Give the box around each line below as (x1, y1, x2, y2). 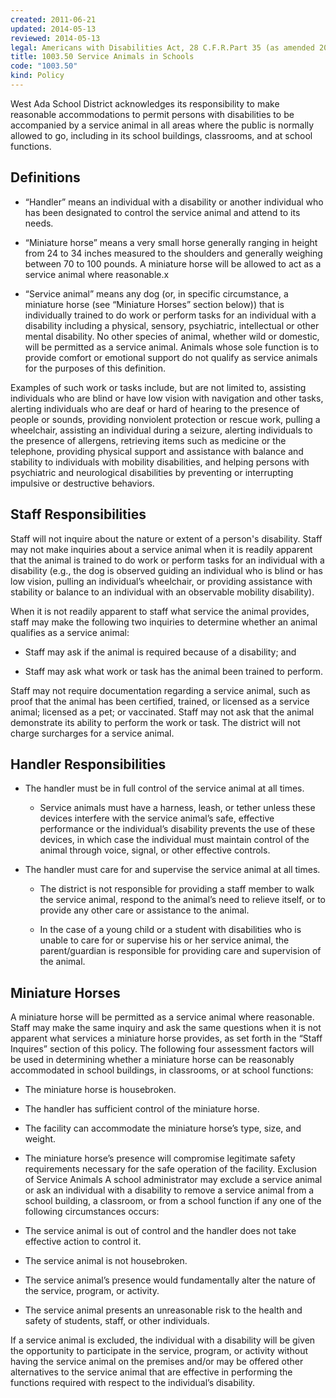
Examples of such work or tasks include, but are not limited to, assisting (10, 381, 307, 393)
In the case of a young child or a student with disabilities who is (39, 924, 302, 936)
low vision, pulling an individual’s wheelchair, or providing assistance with (10, 575, 313, 587)
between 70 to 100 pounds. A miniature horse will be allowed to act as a (24, 257, 322, 270)
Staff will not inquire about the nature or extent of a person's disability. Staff (10, 532, 323, 545)
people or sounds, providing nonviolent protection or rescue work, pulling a (10, 413, 321, 425)
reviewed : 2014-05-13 (10, 33, 101, 43)
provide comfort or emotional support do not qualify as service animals (24, 351, 318, 363)
